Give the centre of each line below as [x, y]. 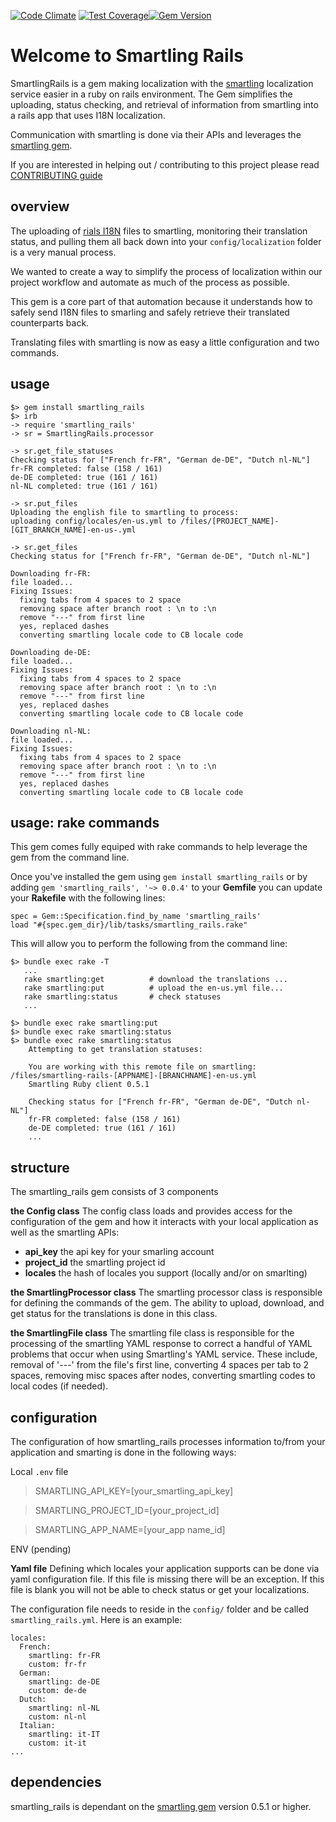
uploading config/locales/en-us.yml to [93, 521]
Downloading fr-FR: [51, 573]
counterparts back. [50, 322]
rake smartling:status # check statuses [122, 997]
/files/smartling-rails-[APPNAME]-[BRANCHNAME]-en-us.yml [133, 1076]
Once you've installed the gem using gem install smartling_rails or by [159, 877]
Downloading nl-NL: [51, 731]
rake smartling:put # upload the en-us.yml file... [153, 988]
